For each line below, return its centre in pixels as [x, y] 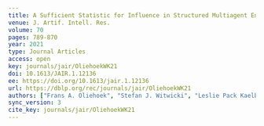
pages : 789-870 [33, 37]
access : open [29, 59]
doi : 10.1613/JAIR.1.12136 [52, 74]
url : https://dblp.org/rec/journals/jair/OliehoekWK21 [100, 88]
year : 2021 [26, 45]
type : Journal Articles [47, 52]
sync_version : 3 [35, 103]
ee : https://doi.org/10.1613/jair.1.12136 [79, 81]
